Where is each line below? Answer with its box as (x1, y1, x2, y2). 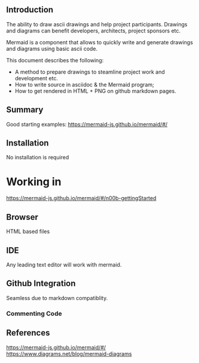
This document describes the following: (6, 56, 104, 63)
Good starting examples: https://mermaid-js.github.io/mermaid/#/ (6, 120, 168, 128)
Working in (6, 175, 62, 188)
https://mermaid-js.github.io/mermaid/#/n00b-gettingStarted (6, 195, 157, 202)
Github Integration (6, 279, 76, 289)
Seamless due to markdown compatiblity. (6, 294, 108, 301)
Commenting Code (6, 309, 62, 317)
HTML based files (6, 228, 50, 235)
